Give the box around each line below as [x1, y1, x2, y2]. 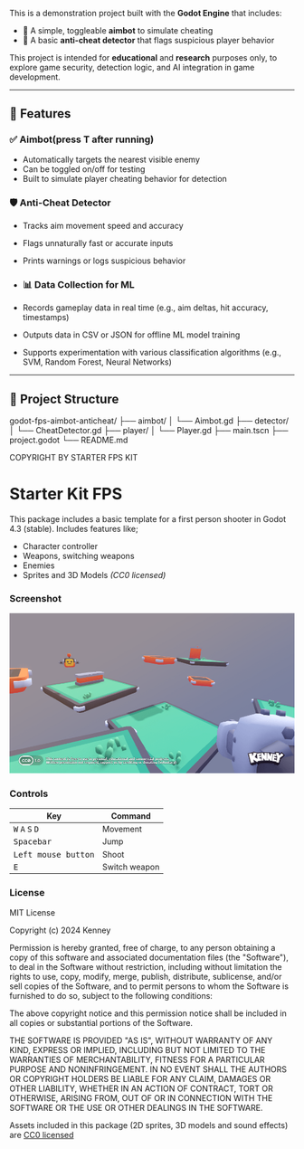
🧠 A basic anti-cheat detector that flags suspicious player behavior [22, 35, 275, 45]
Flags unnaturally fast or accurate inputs [22, 237, 174, 248]
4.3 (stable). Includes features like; [9, 524, 138, 535]
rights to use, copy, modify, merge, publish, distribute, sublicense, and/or [9, 971, 282, 982]
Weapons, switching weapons [22, 551, 135, 562]
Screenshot [9, 592, 62, 604]
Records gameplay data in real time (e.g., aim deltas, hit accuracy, [22, 302, 269, 313]
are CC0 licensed [9, 1129, 74, 1140]
